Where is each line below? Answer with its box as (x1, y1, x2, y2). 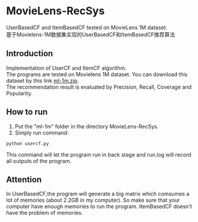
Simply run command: (14, 129, 69, 136)
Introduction (6, 49, 54, 59)
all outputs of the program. (6, 157, 71, 164)
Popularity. (6, 89, 33, 96)
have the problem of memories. (6, 210, 83, 217)
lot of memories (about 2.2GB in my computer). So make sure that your (6, 196, 180, 204)
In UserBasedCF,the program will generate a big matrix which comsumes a (6, 190, 190, 198)
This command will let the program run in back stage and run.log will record (6, 151, 191, 158)
